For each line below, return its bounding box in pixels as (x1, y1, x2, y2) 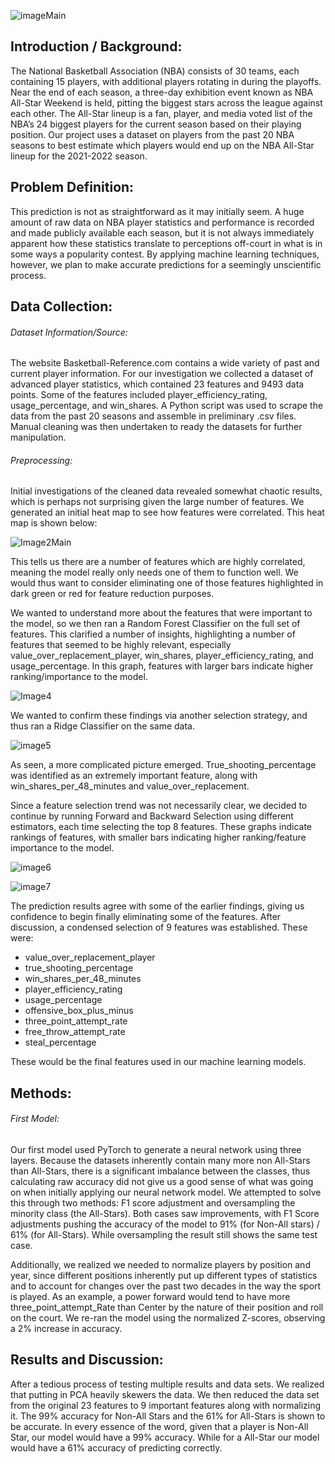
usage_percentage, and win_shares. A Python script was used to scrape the (10, 400, 324, 412)
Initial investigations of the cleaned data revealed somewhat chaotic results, (10, 485, 323, 497)
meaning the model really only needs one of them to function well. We (10, 566, 299, 579)
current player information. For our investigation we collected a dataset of (10, 368, 314, 380)
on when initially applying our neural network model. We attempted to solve (10, 1186, 322, 1199)
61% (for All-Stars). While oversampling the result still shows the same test (10, 1229, 318, 1241)
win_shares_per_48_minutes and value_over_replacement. (10, 780, 250, 792)
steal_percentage (24, 1036, 97, 1049)
